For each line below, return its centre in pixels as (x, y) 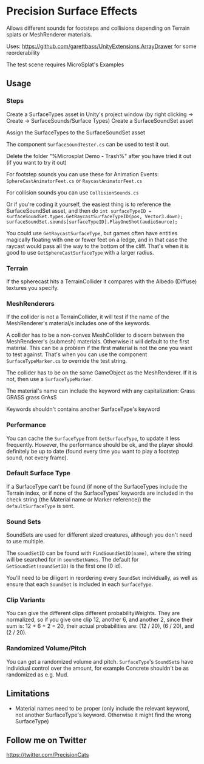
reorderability (23, 52)
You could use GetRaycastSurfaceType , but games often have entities (92, 233)
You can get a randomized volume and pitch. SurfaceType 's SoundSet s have (100, 661)
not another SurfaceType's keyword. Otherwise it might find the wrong (103, 715)
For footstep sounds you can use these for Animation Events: (83, 174)
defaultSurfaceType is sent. (40, 506)
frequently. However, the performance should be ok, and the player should (100, 444)
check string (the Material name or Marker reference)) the (79, 499)
